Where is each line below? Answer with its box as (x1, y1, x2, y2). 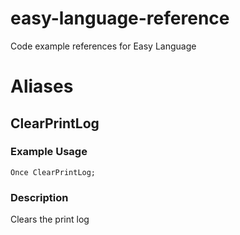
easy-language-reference (10, 7, 230, 30)
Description (10, 190, 69, 204)
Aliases (10, 75, 74, 98)
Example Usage (10, 145, 88, 159)
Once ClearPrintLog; (10, 167, 97, 177)
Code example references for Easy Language (10, 40, 197, 52)
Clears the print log (10, 213, 90, 226)
